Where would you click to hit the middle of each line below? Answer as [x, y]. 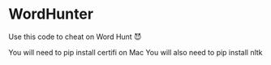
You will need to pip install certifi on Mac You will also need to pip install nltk [135, 52]
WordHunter [51, 14]
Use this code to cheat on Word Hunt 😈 [75, 37]
